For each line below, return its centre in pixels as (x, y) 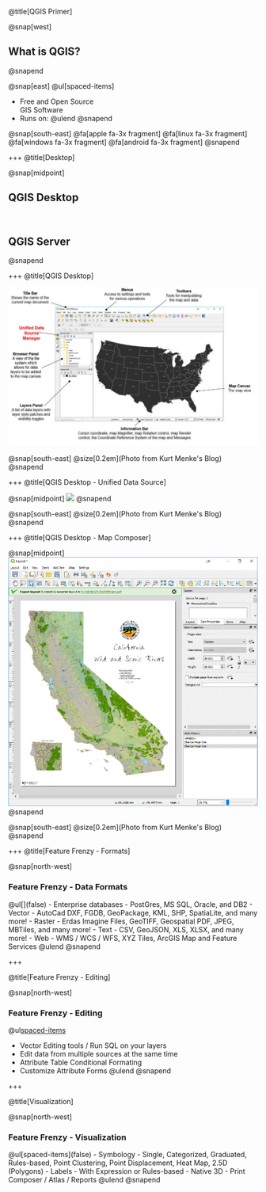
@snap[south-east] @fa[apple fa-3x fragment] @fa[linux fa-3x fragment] (128, 133)
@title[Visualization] (41, 1101)
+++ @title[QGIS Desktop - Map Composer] (80, 537)
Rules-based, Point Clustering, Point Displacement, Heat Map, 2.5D (118, 1163)
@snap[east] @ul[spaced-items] (61, 86)
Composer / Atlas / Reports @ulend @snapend (84, 1180)
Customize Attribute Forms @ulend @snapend (95, 1070)
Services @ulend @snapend (55, 946)
